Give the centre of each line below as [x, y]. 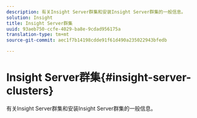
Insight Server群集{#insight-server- [99, 78]
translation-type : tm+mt [38, 35]
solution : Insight [29, 18]
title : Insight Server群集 [40, 23]
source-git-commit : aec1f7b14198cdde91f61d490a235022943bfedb [87, 40]
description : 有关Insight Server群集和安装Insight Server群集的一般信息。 [96, 12]
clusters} [30, 91]
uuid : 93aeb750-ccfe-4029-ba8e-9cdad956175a [64, 29]
